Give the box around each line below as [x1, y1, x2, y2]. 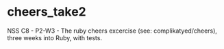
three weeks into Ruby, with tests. [7, 33, 103, 42]
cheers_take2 [7, 4, 87, 20]
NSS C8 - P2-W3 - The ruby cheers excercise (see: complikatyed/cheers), [7, 27, 218, 35]
